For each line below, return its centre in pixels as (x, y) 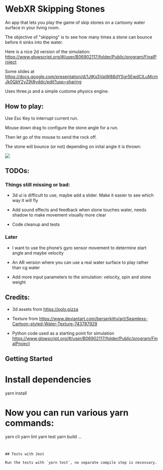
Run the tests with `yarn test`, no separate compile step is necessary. (81, 462)
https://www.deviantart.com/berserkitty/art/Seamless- (93, 318)
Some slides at (20, 71)
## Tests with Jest (25, 454)
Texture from (25, 318)
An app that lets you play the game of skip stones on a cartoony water (75, 22)
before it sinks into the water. (34, 42)
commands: (30, 423)
